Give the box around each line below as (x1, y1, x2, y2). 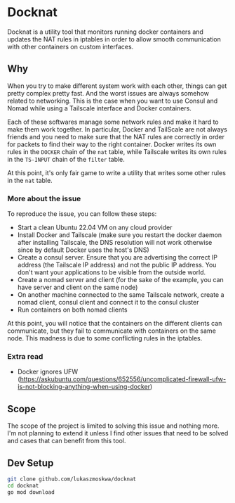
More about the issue (7, 193, 81, 203)
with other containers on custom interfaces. (7, 42, 134, 51)
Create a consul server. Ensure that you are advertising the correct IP (17, 253, 217, 262)
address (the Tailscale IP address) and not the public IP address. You (17, 261, 217, 269)
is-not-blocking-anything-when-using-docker (17, 383, 151, 391)
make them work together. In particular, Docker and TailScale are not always (7, 125, 228, 134)
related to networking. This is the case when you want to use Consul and (7, 96, 218, 105)
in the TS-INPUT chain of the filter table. (7, 155, 125, 163)
